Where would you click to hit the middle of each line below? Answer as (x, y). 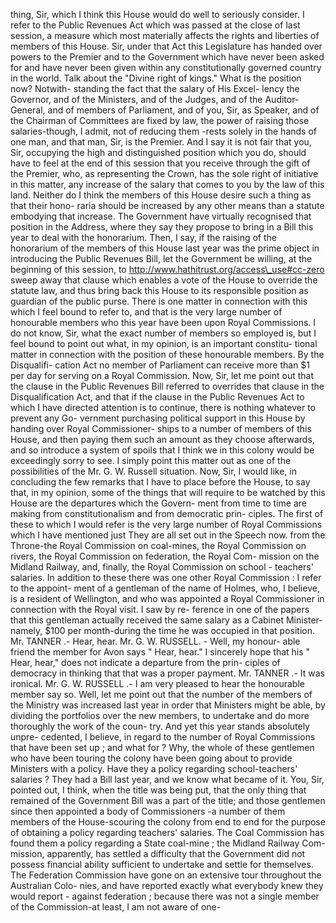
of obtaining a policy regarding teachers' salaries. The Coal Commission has (167, 832)
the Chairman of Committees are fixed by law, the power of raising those (160, 120)
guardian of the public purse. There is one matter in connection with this (159, 301)
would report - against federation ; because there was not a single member (165, 896)
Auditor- (282, 99)
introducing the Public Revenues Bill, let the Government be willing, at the (161, 258)
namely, (26, 630)
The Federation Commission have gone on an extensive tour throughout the (166, 875)
